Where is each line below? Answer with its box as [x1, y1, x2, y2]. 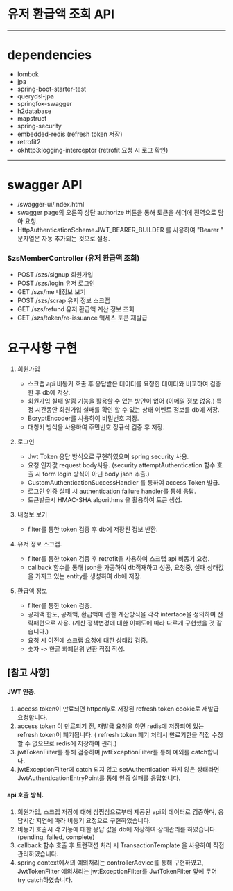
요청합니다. [17, 713, 48, 721]
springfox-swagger [17, 99, 73, 107]
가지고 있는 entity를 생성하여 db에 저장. [35, 572, 142, 580]
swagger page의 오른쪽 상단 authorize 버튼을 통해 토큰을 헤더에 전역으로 [17, 208, 217, 216]
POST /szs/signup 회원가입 [17, 270, 94, 279]
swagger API [7, 178, 83, 193]
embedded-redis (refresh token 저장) [17, 130, 123, 138]
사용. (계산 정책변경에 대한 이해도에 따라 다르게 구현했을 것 [57, 618, 215, 628]
